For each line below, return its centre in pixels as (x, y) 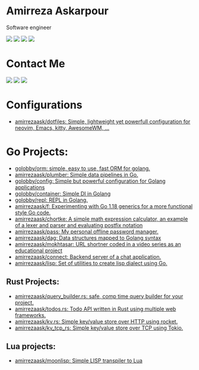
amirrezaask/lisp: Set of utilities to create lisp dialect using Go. (91, 263)
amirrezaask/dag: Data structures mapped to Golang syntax (88, 238)
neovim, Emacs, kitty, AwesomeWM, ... (62, 128)
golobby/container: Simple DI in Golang (63, 193)
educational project (38, 250)
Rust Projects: (33, 282)
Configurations (44, 105)
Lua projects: (31, 346)
